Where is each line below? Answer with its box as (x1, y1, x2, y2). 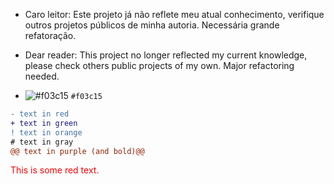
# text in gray (10, 137, 74, 147)
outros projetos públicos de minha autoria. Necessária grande (24, 19, 280, 31)
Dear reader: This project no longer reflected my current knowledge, (24, 49, 308, 61)
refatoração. (24, 30, 77, 41)
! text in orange (10, 127, 83, 138)
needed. (24, 70, 60, 82)
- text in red (10, 109, 70, 119)
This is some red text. (10, 164, 100, 176)
